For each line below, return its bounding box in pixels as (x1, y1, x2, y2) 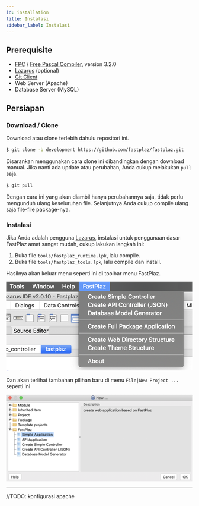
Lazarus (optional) (14, 67, 59, 74)
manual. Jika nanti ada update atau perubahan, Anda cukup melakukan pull (6, 164, 192, 171)
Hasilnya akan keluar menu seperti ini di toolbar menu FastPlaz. (6, 269, 161, 276)
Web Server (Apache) (14, 80, 68, 87)
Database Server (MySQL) (14, 86, 79, 93)
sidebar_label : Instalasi (6, 22, 70, 28)
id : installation (6, 10, 49, 15)
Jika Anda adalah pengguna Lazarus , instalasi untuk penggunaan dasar (6, 234, 181, 241)
